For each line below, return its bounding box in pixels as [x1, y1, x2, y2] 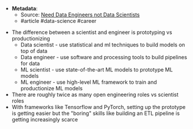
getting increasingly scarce [11, 116, 78, 123]
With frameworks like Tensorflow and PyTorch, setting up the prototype [11, 104, 186, 110]
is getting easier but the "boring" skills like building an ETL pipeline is [11, 110, 180, 117]
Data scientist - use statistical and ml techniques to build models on [20, 41, 185, 48]
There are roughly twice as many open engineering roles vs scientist [11, 91, 179, 98]
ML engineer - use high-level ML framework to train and [20, 79, 158, 86]
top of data [20, 47, 48, 55]
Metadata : [11, 5, 38, 12]
